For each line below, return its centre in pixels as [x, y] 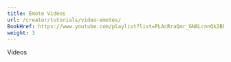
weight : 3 [21, 33]
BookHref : [21, 26]
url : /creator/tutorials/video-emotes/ [64, 20]
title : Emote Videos [37, 13]
